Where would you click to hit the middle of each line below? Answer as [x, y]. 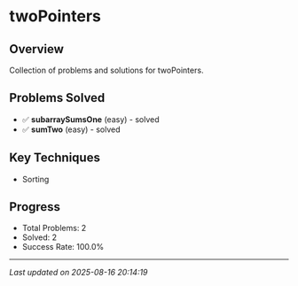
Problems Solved [57, 98]
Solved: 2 [39, 237]
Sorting [35, 179]
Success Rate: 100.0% [63, 247]
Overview [37, 49]
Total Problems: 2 [54, 228]
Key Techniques [55, 158]
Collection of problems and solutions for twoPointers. [106, 70]
